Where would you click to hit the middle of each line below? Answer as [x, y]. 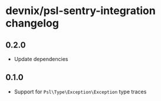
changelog [32, 23]
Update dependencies [41, 59]
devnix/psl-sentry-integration [80, 11]
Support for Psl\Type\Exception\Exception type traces [80, 92]
